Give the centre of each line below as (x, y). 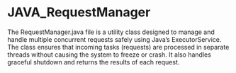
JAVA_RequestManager (79, 12)
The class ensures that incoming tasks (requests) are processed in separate (118, 47)
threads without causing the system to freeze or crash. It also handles (109, 55)
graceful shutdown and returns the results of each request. (94, 62)
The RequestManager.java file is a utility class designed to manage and (111, 32)
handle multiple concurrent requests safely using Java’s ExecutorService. (114, 39)
